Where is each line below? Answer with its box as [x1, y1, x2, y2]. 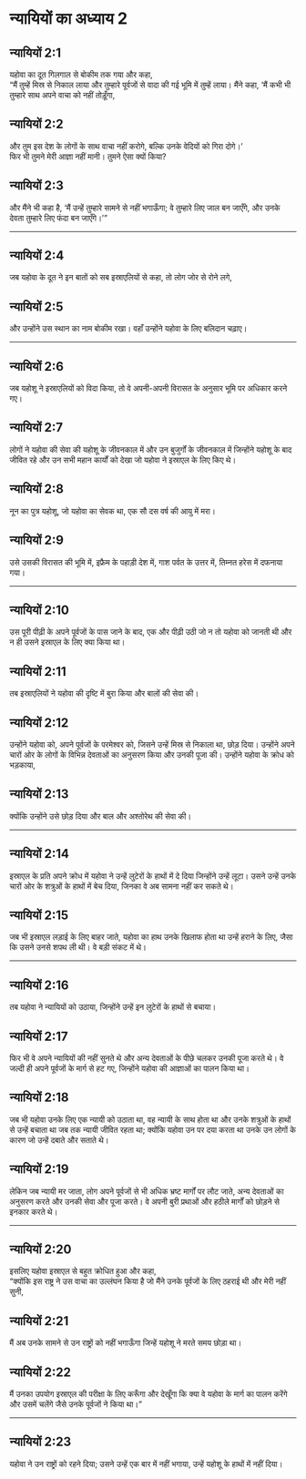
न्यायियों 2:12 [9, 715, 69, 730]
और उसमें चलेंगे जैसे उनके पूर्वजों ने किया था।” [9, 1399, 143, 1410]
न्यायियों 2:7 [9, 420, 64, 435]
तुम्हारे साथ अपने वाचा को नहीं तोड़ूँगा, [9, 90, 116, 100]
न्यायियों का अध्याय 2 [9, 8, 128, 29]
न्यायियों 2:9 [9, 533, 64, 548]
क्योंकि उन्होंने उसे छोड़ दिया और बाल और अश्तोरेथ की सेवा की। [9, 811, 192, 821]
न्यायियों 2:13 [9, 787, 69, 802]
